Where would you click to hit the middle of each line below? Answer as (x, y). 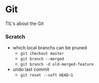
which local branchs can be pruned (50, 48)
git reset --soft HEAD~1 (47, 75)
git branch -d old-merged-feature (57, 65)
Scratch (15, 37)
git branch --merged (42, 59)
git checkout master (42, 54)
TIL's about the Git (24, 23)
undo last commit (31, 69)
